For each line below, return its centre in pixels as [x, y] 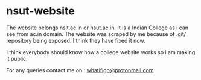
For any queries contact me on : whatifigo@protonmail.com [80, 70]
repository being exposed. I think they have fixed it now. [76, 40]
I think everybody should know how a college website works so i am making [101, 52]
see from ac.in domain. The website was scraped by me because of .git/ [96, 34]
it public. [17, 58]
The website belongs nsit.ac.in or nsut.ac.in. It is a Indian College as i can [97, 28]
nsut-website [41, 11]
